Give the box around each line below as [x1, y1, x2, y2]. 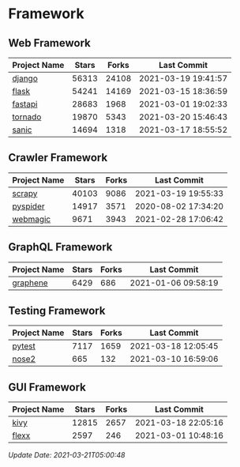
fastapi [12, 99, 38, 109]
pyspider [12, 201, 45, 212]
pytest [12, 341, 36, 352]
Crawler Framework [8, 151, 108, 164]
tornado [12, 111, 42, 122]
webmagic [12, 213, 51, 224]
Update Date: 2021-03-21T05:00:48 [8, 450, 126, 460]
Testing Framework [8, 304, 106, 318]
